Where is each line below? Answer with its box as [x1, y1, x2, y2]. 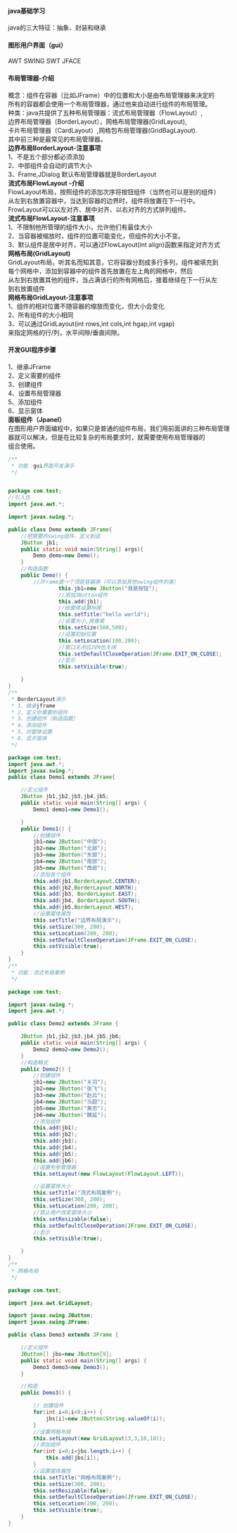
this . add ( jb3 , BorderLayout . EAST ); [33, 890, 138, 898]
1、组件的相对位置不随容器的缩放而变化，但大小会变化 [8, 302, 165, 310]
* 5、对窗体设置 [11, 729, 53, 736]
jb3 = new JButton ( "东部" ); [33, 852, 108, 859]
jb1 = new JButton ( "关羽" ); [33, 1079, 108, 1086]
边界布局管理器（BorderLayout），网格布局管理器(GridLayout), [8, 117, 187, 126]
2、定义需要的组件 [8, 371, 62, 380]
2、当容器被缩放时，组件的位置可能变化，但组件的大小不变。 [8, 231, 185, 240]
